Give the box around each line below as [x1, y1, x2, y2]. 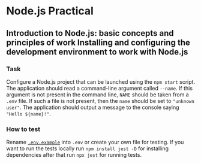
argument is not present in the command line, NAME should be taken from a [6, 91, 189, 98]
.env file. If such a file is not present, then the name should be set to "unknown [6, 97, 195, 104]
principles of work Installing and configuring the [6, 37, 190, 47]
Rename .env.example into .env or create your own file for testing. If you [6, 139, 184, 146]
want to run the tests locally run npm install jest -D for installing [6, 145, 169, 152]
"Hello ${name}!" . [6, 110, 51, 117]
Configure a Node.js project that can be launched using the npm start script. [6, 78, 196, 85]
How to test [6, 124, 41, 133]
